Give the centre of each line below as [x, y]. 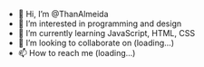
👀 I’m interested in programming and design [100, 24]
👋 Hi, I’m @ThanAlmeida [63, 14]
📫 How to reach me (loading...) [77, 53]
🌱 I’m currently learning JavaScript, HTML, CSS [107, 33]
